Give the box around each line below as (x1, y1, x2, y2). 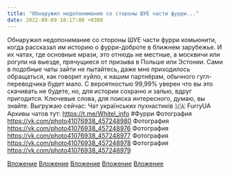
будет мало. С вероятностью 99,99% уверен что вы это (47, 79, 213, 88)
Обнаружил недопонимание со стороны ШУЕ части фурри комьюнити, (7, 35, 217, 43)
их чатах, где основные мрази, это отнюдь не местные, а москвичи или (7, 50, 220, 59)
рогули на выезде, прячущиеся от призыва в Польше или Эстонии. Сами (7, 57, 223, 66)
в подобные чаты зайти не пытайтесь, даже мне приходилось (7, 65, 191, 73)
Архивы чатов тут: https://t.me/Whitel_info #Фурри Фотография (7, 109, 192, 117)
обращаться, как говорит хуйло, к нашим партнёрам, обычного (7, 72, 195, 80)
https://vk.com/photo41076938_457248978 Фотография (7, 139, 169, 147)
